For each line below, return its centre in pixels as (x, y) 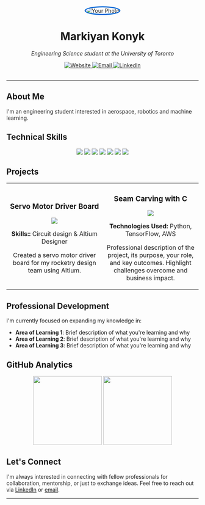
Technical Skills (37, 137)
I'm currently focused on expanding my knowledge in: (74, 321)
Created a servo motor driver (55, 255)
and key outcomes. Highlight (150, 263)
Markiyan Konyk (103, 37)
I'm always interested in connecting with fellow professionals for (87, 476)
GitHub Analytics (40, 365)
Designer (55, 242)
